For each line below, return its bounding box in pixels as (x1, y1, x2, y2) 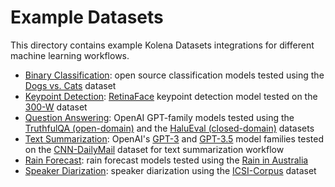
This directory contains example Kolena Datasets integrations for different (10, 39, 315, 51)
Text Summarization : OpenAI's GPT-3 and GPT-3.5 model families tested (24, 132, 324, 145)
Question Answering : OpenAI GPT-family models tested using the (24, 111, 295, 123)
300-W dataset (24, 101, 88, 113)
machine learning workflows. (10, 49, 130, 61)
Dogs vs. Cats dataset (24, 79, 117, 91)
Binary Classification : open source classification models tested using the (24, 69, 325, 81)
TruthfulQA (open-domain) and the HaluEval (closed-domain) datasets (24, 122, 315, 134)
